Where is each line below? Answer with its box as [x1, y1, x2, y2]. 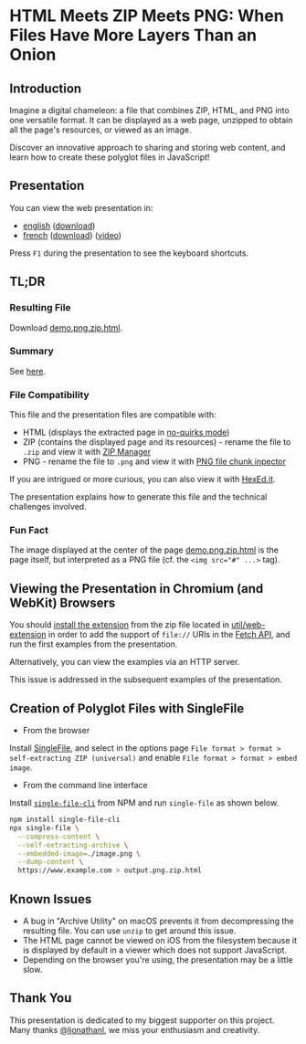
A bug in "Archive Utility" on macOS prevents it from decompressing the [22, 915, 294, 926]
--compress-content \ [17, 832, 100, 841]
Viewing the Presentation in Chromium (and [9, 581, 264, 596]
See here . [9, 365, 46, 376]
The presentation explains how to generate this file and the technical [9, 491, 268, 502]
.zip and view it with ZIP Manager [22, 447, 152, 458]
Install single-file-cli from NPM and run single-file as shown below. [9, 797, 280, 808]
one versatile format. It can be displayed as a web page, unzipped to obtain [9, 115, 293, 125]
